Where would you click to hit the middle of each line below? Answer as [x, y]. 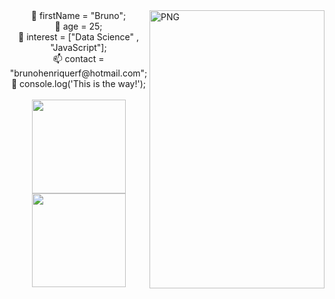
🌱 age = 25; [78, 26]
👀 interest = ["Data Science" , [78, 37]
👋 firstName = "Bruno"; [78, 15]
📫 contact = [78, 58]
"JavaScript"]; [78, 47]
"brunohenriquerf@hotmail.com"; [78, 73]
